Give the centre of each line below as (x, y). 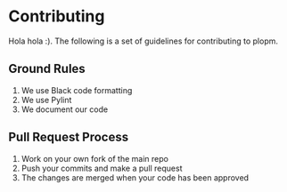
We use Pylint (46, 100)
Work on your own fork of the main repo (94, 158)
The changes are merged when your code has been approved (135, 177)
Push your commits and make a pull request (102, 168)
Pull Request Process (69, 137)
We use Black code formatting (77, 90)
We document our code (65, 109)
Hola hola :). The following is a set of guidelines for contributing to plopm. (143, 41)
